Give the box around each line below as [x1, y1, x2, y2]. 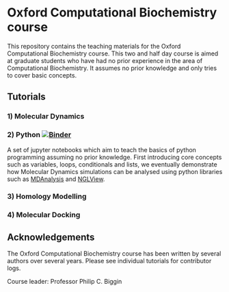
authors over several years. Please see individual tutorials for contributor [7, 257, 212, 265]
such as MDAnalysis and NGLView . [7, 175, 105, 183]
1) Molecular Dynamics [7, 112, 85, 121]
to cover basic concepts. [7, 71, 77, 80]
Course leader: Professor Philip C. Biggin [7, 278, 122, 286]
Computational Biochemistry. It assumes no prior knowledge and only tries [7, 64, 217, 72]
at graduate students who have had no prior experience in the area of [7, 56, 203, 64]
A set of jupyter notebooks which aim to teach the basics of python [7, 145, 197, 154]
